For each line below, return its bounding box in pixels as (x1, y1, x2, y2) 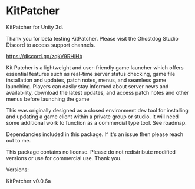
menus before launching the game (6, 95, 90, 102)
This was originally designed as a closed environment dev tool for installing (6, 107, 189, 114)
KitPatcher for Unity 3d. (6, 24, 64, 31)
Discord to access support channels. (6, 41, 95, 48)
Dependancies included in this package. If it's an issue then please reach (6, 131, 184, 138)
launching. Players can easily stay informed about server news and (6, 82, 169, 89)
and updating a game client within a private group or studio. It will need (6, 113, 179, 120)
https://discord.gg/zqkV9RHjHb (6, 52, 83, 59)
